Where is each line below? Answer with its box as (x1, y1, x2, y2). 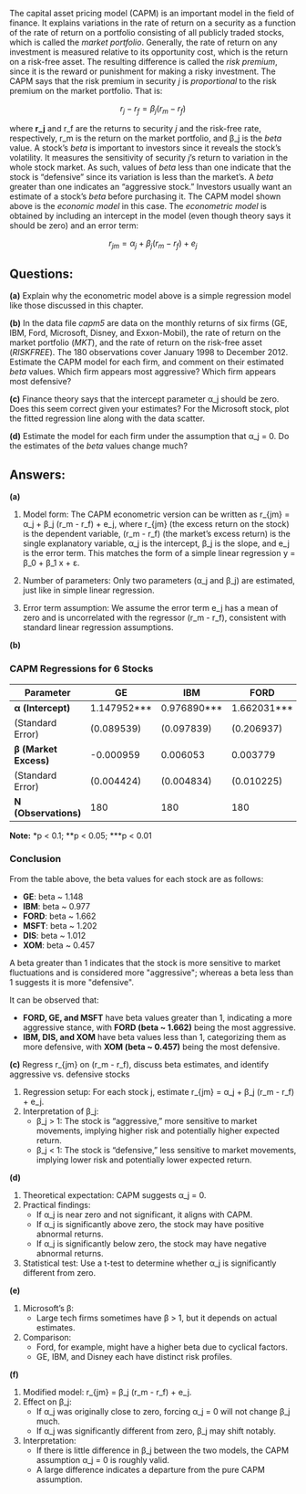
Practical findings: (22, 1199, 91, 1210)
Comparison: (22, 1331, 72, 1342)
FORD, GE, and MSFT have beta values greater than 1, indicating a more (22, 1012, 293, 1023)
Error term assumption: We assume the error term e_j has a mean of (22, 603, 279, 614)
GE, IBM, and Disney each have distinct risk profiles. (36, 1351, 232, 1362)
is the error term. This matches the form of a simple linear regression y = (22, 548, 296, 559)
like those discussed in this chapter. (9, 300, 144, 311)
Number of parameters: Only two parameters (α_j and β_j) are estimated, (22, 575, 296, 586)
